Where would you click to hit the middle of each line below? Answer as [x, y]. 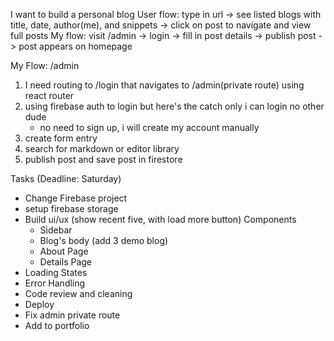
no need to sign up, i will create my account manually [149, 127]
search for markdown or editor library [102, 148]
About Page [64, 251]
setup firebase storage [71, 208]
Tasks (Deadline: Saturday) [66, 178]
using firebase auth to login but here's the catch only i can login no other [174, 106]
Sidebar [56, 230]
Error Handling [55, 283]
